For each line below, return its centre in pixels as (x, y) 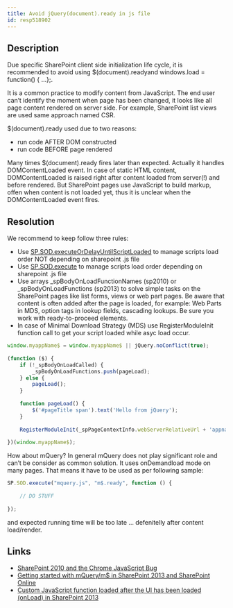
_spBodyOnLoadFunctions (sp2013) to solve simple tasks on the (109, 289)
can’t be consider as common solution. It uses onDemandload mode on (109, 463)
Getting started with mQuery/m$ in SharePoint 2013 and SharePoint (113, 575)
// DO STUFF (37, 496)
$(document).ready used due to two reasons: (72, 128)
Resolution (31, 222)
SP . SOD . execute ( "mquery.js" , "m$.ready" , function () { (89, 483)
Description (33, 48)
